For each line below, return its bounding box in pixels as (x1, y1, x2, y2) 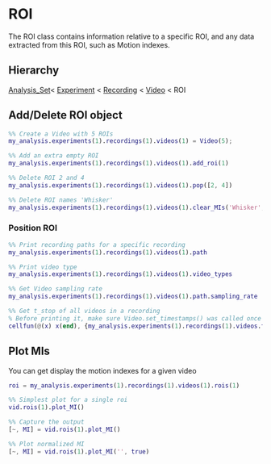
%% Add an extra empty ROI (8, 152, 99, 160)
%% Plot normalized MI (8, 440, 85, 448)
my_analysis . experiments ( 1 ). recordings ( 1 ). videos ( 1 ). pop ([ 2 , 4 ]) (8, 181, 233, 190)
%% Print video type (8, 263, 78, 271)
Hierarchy (8, 64, 60, 77)
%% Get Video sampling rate (8, 285, 103, 293)
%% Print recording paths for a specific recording (8, 240, 186, 249)
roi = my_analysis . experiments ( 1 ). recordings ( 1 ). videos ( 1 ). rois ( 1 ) (8, 381, 240, 390)
